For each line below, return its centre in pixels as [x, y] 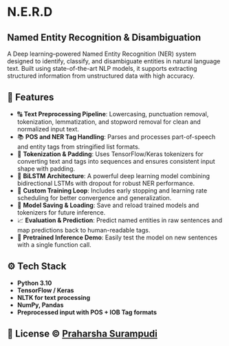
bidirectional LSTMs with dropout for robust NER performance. [106, 183]
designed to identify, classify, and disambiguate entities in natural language [114, 61]
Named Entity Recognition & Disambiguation [104, 37]
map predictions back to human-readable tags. [84, 230]
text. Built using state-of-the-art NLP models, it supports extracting [102, 68]
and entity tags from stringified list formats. [78, 147]
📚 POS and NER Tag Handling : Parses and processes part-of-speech [116, 137]
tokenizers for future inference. [61, 212]
